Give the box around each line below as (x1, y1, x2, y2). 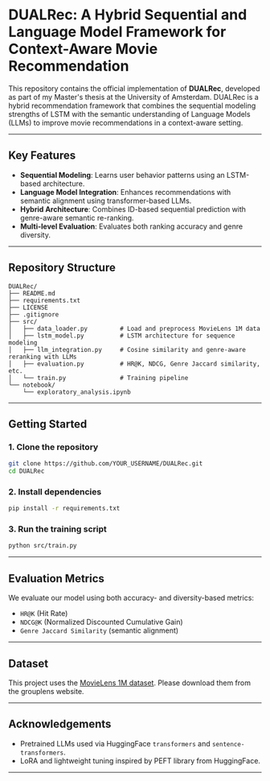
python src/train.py (8, 542, 78, 550)
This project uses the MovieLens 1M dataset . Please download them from (8, 678, 252, 688)
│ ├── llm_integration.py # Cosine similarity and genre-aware (8, 345, 247, 353)
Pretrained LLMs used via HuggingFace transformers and (19, 738, 211, 748)
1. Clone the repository (8, 441, 99, 452)
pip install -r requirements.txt (8, 505, 121, 513)
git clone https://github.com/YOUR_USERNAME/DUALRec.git (8, 460, 203, 468)
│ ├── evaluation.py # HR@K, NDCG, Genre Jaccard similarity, (8, 360, 261, 368)
